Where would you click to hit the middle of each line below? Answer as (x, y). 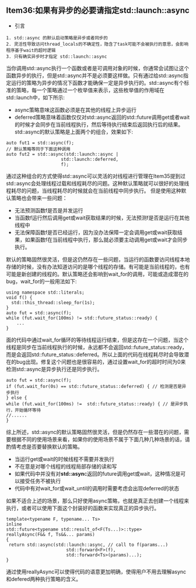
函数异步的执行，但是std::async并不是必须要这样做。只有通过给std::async (95, 75)
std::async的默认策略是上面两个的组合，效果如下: (73, 132)
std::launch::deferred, (90, 159)
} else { (17, 398)
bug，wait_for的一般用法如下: (41, 281)
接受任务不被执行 (40, 481)
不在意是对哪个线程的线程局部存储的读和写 (66, 466)
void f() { (19, 297)
